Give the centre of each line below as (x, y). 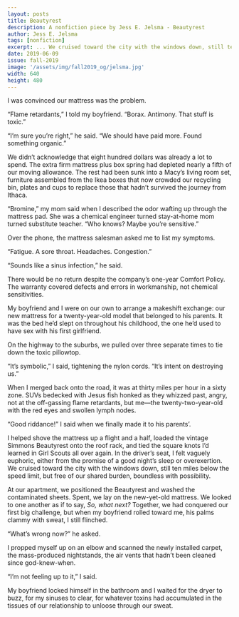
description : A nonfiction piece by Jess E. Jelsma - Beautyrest (106, 27)
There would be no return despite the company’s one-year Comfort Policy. (116, 280)
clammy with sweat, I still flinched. (58, 520)
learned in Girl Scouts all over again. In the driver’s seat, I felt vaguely (109, 453)
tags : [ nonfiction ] (36, 41)
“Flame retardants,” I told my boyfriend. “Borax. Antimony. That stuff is (111, 114)
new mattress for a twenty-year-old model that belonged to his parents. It (115, 316)
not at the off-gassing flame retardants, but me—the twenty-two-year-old (115, 403)
